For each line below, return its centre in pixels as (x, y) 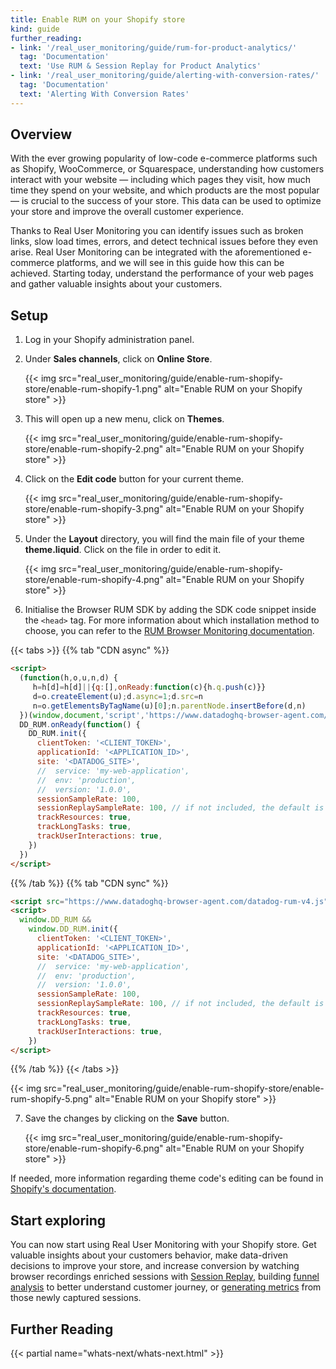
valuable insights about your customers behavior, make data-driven (149, 1255)
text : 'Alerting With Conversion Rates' (104, 94)
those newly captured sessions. (76, 1298)
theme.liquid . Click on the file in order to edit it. (123, 550)
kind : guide (35, 29)
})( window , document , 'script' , (82, 715)
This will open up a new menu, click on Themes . (124, 419)
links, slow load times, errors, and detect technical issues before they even (164, 242)
